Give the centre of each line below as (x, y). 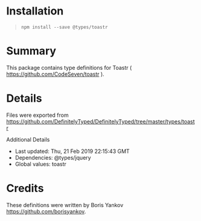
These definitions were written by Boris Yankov (65, 205)
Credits (25, 188)
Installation (35, 11)
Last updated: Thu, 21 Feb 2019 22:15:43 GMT (72, 151)
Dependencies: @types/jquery (53, 157)
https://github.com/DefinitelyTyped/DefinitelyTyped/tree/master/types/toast (101, 121)
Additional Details (28, 139)
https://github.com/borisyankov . (46, 211)
